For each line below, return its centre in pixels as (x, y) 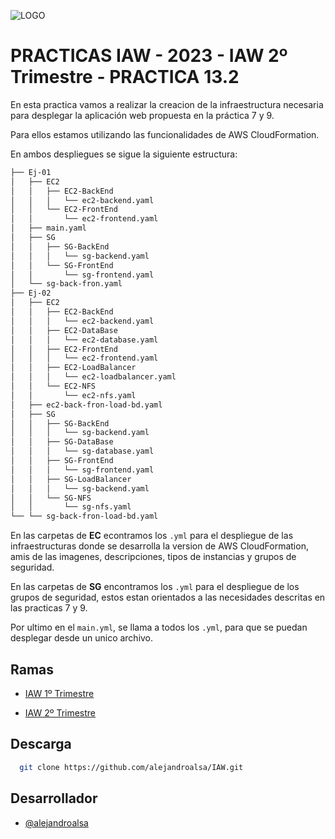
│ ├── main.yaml (48, 228)
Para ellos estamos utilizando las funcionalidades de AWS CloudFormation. (165, 134)
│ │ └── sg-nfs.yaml (71, 507)
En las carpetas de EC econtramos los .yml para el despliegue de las (152, 536)
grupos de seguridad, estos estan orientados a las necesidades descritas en (168, 597)
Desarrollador (54, 798)
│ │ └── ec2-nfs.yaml (73, 395)
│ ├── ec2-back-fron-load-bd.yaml (86, 405)
